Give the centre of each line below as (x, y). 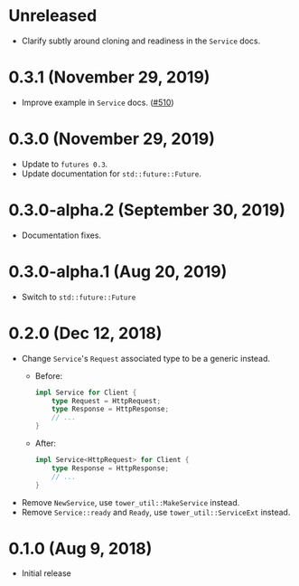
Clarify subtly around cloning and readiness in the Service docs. (141, 41)
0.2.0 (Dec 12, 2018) (85, 333)
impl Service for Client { (86, 392)
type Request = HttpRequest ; (107, 401)
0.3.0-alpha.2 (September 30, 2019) (147, 210)
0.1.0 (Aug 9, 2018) (80, 548)
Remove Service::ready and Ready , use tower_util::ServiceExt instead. (156, 512)
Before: (49, 375)
